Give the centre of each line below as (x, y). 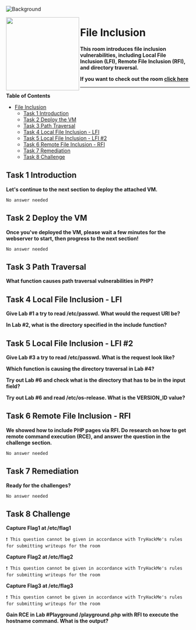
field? (13, 386)
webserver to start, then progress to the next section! (72, 238)
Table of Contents (28, 95)
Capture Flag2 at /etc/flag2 (40, 557)
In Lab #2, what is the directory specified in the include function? (87, 325)
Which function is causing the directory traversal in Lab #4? (80, 369)
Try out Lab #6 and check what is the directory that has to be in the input (96, 380)
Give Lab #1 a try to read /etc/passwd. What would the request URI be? (93, 314)
